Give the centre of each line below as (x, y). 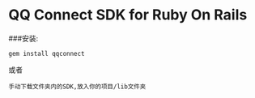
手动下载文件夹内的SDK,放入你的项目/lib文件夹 (77, 87)
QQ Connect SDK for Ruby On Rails (128, 15)
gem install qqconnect (47, 53)
